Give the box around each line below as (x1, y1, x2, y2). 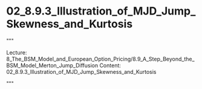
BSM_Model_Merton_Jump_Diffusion (6, 62, 99, 69)
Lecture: (6, 48, 27, 56)
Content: (99, 62, 121, 69)
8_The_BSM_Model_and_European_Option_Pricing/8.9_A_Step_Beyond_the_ (6, 55, 195, 62)
